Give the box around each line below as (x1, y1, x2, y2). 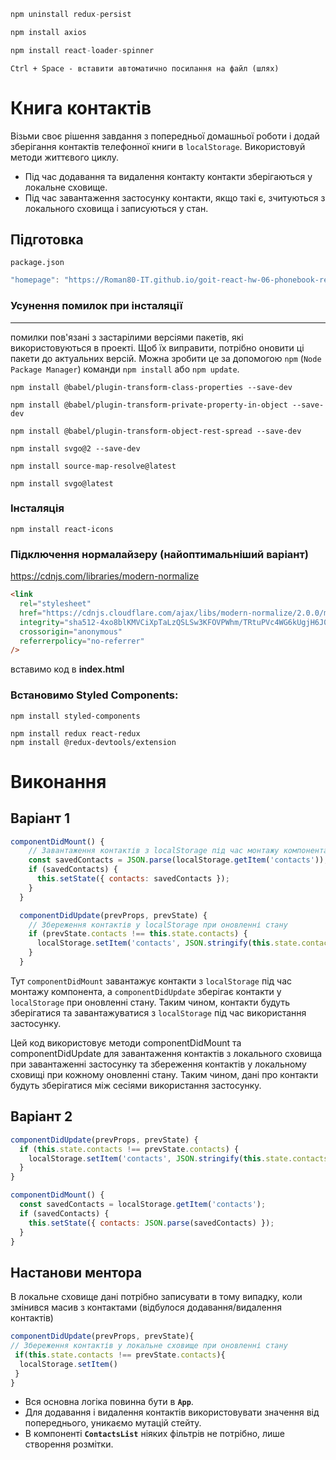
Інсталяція (10, 501, 65, 515)
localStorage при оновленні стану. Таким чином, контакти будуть (10, 996, 290, 1008)
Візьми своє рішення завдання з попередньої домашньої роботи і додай (10, 130, 320, 142)
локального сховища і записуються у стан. (24, 202, 209, 214)
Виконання (10, 770, 107, 793)
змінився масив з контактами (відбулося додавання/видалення (10, 1301, 282, 1314)
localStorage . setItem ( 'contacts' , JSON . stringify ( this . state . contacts (28, 1153, 329, 1164)
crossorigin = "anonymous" (19, 626, 123, 637)
